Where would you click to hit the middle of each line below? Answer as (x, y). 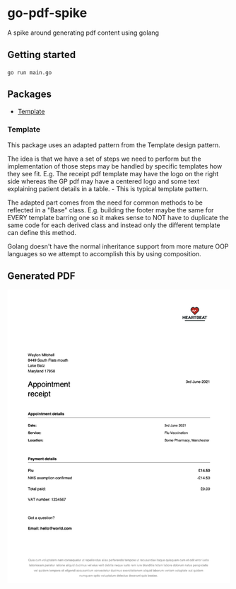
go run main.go (30, 72)
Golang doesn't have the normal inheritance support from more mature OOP (118, 246)
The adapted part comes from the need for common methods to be (105, 202)
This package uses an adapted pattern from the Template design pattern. (114, 145)
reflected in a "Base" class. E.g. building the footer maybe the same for (111, 210)
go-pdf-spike (47, 13)
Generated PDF (41, 276)
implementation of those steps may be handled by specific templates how (115, 166)
